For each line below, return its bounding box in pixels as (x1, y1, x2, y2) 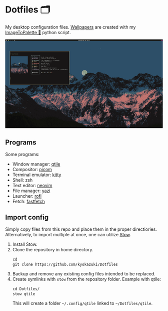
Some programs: (5, 151, 40, 158)
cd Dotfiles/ (12, 286, 40, 291)
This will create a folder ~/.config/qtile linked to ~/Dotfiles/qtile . (12, 300, 153, 306)
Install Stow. (12, 241, 37, 247)
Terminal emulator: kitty (12, 172, 61, 178)
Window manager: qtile (12, 161, 60, 167)
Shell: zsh (12, 177, 33, 183)
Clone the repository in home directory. (12, 247, 93, 253)
